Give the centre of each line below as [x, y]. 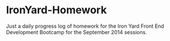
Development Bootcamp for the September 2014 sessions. [77, 32]
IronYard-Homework [57, 10]
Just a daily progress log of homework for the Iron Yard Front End [85, 26]
